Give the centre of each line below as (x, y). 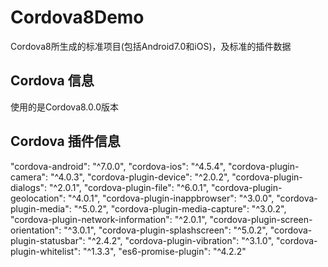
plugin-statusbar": (48, 240)
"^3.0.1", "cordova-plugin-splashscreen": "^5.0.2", (165, 230)
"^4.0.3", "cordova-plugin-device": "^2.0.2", (140, 177)
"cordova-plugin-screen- (261, 219)
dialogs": (29, 187)
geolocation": (38, 198)
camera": (29, 177)
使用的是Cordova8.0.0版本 (65, 107)
